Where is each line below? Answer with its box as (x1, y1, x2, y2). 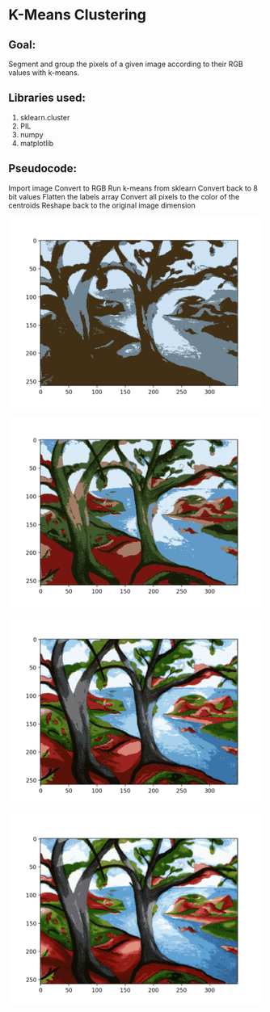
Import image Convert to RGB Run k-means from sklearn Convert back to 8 (8, 183, 259, 193)
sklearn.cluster (19, 112, 70, 122)
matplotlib (19, 138, 54, 148)
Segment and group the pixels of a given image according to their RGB (8, 59, 244, 69)
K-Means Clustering (8, 6, 147, 24)
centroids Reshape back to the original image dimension (8, 200, 196, 210)
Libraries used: (8, 91, 86, 105)
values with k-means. (8, 68, 80, 78)
